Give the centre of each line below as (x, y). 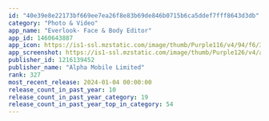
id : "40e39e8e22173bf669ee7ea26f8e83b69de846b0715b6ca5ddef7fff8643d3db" (134, 16)
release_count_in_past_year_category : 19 (78, 97)
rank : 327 (25, 75)
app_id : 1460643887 (41, 38)
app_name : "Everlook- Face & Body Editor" (80, 30)
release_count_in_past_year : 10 (62, 90)
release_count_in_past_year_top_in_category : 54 (91, 104)
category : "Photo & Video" (53, 23)
